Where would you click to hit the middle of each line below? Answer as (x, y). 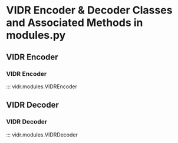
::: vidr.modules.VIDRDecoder (42, 134)
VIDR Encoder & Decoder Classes (89, 10)
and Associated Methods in (75, 23)
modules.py (36, 35)
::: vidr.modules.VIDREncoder (42, 87)
